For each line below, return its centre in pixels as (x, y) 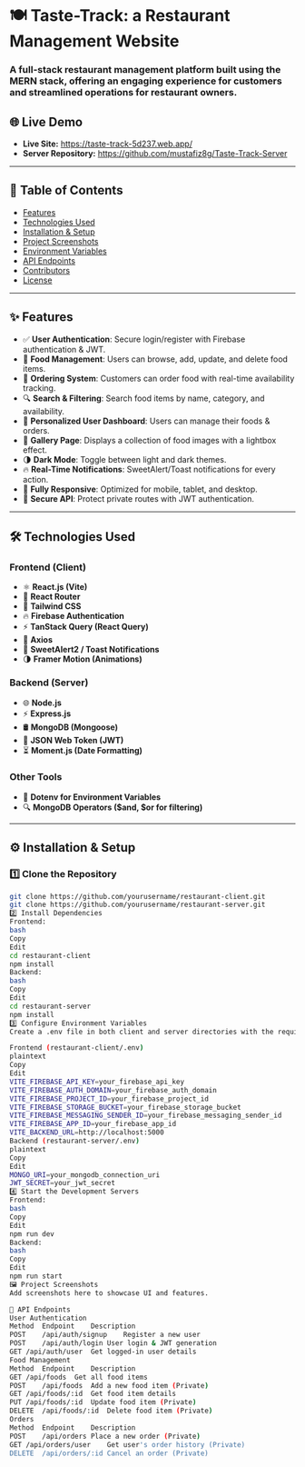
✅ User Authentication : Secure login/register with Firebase (134, 339)
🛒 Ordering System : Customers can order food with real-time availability (158, 378)
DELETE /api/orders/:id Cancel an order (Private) (109, 1453)
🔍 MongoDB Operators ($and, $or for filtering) (113, 807)
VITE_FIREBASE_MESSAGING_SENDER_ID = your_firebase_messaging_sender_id (146, 1116)
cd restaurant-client (50, 955)
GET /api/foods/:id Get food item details (93, 1394)
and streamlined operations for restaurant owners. (123, 93)
